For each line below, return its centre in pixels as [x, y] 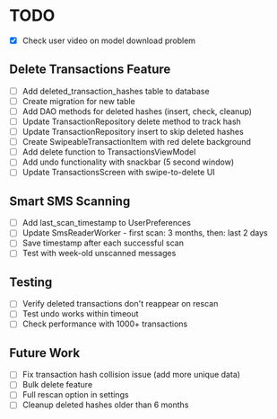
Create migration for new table [79, 101]
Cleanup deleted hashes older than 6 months [105, 405]
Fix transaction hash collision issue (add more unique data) [131, 375]
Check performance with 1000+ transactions [105, 324]
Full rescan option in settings [75, 395]
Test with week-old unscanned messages [99, 254]
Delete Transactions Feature [90, 70]
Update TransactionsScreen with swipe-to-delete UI [118, 173]
